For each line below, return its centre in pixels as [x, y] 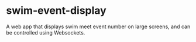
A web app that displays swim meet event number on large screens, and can [98, 26]
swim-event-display [56, 11]
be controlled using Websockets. [46, 32]
